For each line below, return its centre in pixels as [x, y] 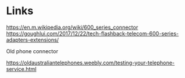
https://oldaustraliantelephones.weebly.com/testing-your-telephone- [90, 63]
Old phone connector [32, 51]
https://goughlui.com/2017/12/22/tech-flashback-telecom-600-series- [93, 33]
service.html [21, 69]
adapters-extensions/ [33, 40]
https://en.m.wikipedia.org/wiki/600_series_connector [72, 27]
